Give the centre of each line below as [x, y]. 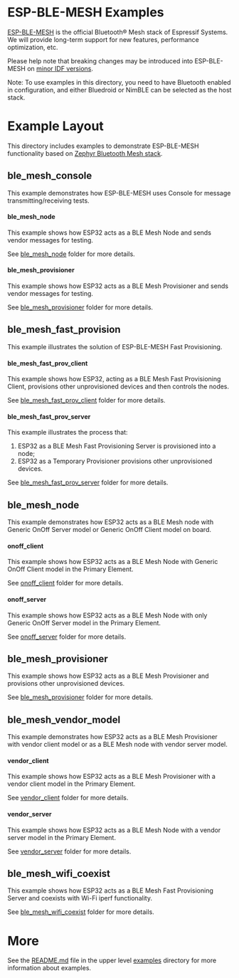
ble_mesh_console [50, 176]
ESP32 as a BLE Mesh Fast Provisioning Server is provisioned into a [117, 446]
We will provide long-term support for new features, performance [103, 39]
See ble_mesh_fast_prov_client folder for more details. [86, 400]
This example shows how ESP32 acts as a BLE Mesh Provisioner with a [111, 777]
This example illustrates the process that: [68, 432]
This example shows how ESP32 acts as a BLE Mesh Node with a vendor [114, 830]
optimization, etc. [33, 47]
